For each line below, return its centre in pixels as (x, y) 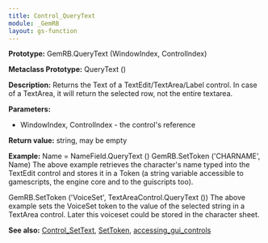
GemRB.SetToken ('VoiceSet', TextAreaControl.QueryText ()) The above (127, 198)
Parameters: (29, 109)
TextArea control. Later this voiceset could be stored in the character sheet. (134, 215)
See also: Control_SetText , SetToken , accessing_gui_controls (110, 230)
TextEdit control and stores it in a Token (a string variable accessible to (126, 174)
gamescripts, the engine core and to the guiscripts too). (101, 182)
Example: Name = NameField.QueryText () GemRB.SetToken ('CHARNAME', (134, 156)
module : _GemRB (34, 23)
